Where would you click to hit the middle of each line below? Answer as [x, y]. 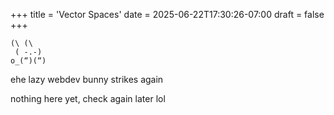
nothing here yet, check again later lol [88, 98]
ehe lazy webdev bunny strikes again [87, 79]
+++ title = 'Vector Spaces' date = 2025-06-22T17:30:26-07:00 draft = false [167, 14]
